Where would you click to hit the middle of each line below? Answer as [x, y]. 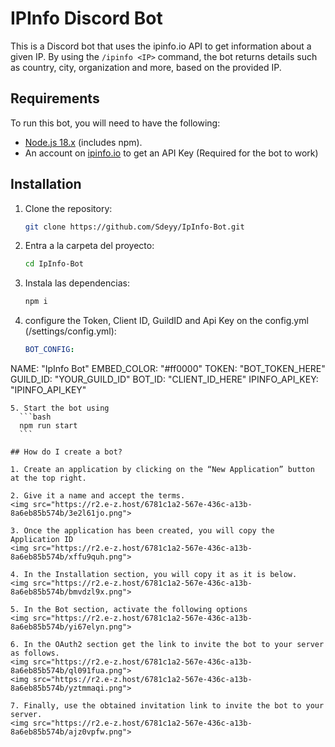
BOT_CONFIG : [49, 350]
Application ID [42, 540]
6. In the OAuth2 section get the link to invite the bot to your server [167, 645]
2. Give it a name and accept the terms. [98, 496]
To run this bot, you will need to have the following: [115, 123]
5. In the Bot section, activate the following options [129, 610]
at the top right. [48, 478]
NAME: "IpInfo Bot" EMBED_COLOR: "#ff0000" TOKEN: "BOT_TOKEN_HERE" [168, 369]
